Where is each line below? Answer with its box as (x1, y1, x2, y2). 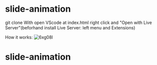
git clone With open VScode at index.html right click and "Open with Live (5, 20, 152, 25)
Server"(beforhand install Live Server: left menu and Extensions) (5, 24, 135, 30)
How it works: (5, 34, 33, 40)
